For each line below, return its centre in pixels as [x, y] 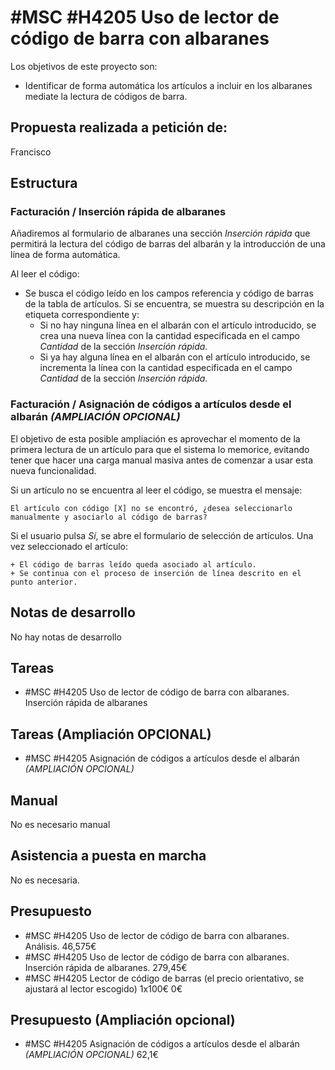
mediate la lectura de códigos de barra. [106, 96]
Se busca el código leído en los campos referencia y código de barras [169, 293]
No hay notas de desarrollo [66, 637]
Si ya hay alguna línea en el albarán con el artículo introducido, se [175, 357]
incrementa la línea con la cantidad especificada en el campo [166, 368]
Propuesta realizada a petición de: [119, 127]
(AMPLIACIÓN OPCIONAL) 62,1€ [91, 1055]
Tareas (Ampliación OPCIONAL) [111, 734]
